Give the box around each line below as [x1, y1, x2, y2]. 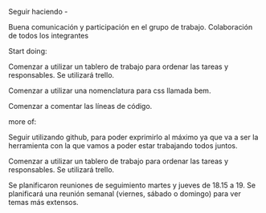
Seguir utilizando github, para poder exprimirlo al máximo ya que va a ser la [8, 132, 259, 142]
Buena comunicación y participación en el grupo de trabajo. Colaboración [8, 22, 253, 31]
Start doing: [8, 46, 47, 55]
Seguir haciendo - [8, 7, 68, 16]
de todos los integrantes [8, 31, 89, 40]
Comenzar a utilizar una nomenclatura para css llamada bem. [8, 86, 211, 95]
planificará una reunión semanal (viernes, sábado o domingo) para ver [8, 189, 241, 199]
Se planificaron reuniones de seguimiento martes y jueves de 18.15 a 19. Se [8, 180, 256, 190]
